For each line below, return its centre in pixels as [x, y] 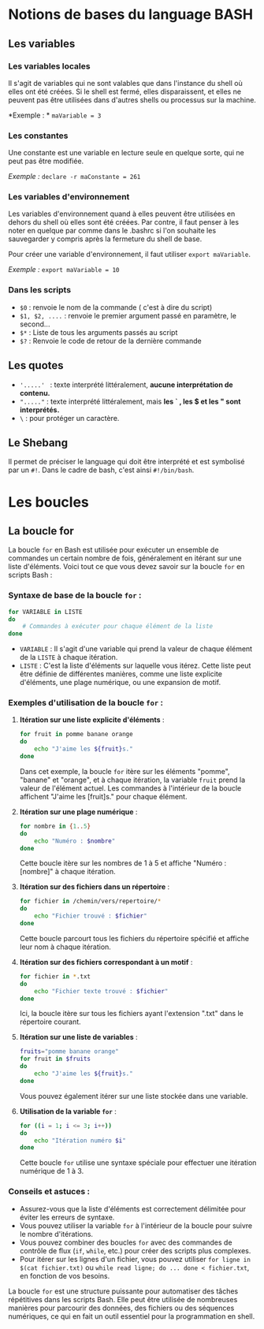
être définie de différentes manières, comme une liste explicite [121, 674]
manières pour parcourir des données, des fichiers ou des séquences [121, 1308]
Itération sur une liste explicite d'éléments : [92, 720]
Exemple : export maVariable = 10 [64, 270]
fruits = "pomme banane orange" [69, 1052]
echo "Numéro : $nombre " [75, 841]
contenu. [35, 393]
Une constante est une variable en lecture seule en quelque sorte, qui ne [126, 153]
